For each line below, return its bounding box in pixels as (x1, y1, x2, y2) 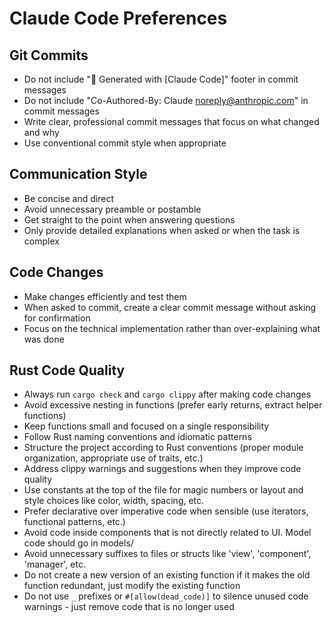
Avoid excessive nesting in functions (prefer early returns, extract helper (23, 399, 323, 411)
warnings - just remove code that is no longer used (23, 601, 235, 613)
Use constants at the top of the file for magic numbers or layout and (23, 484, 304, 496)
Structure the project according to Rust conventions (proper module (23, 442, 304, 454)
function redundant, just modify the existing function (23, 580, 241, 592)
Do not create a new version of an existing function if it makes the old (23, 569, 311, 581)
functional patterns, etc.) (23, 516, 126, 528)
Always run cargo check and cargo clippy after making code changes (23, 388, 312, 401)
